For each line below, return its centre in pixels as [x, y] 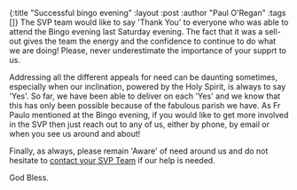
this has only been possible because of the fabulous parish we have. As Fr [145, 105]
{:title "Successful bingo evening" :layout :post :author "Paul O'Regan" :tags [148, 13]
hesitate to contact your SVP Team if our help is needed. [112, 160]
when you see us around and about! [75, 134]
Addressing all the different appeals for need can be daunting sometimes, [144, 77]
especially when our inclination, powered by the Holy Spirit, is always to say [148, 87]
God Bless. [29, 178]
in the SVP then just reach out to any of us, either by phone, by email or [140, 124]
